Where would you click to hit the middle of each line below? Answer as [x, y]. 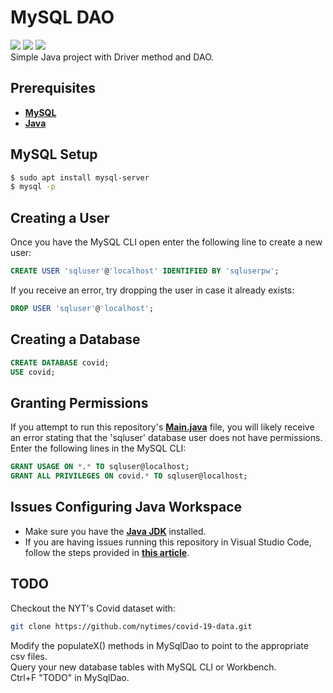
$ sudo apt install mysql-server [80, 177]
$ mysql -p [33, 187]
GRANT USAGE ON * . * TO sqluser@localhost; [100, 467]
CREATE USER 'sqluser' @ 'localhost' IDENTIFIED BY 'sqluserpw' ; [145, 271]
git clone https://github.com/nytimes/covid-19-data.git [131, 626]
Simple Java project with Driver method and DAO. [112, 57]
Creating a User [60, 217]
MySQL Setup [54, 154]
